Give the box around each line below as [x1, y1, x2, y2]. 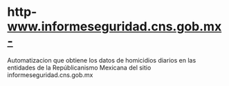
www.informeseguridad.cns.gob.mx [7, 19, 222, 34]
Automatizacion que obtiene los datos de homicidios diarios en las [7, 56, 196, 64]
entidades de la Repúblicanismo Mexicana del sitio [7, 63, 152, 72]
